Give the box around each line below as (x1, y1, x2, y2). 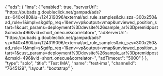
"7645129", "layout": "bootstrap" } (5, 65, 73, 71)
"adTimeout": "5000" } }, (98, 55, 148, 61)
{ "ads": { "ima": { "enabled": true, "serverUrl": (5, 4, 98, 10)
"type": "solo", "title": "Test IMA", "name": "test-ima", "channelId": (5, 60, 137, 66)
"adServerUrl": (98, 30, 128, 35)
